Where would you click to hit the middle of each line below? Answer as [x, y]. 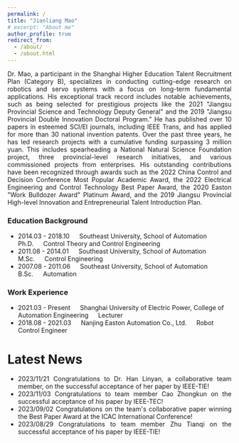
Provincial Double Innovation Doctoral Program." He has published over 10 [119, 119]
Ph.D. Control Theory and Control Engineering [89, 244]
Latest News [45, 359]
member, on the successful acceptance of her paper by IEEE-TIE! [113, 386]
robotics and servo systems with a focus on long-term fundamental [119, 89]
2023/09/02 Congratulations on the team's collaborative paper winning [124, 409]
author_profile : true [39, 34]
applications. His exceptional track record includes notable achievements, [119, 96]
